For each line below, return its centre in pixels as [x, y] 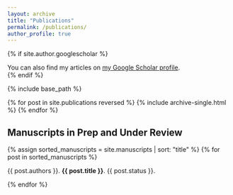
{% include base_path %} [45, 89]
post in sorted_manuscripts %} [52, 157]
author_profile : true [39, 34]
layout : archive [31, 14]
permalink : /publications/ [47, 27]
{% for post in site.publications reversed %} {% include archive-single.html [117, 103]
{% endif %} [25, 75]
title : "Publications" [41, 21]
